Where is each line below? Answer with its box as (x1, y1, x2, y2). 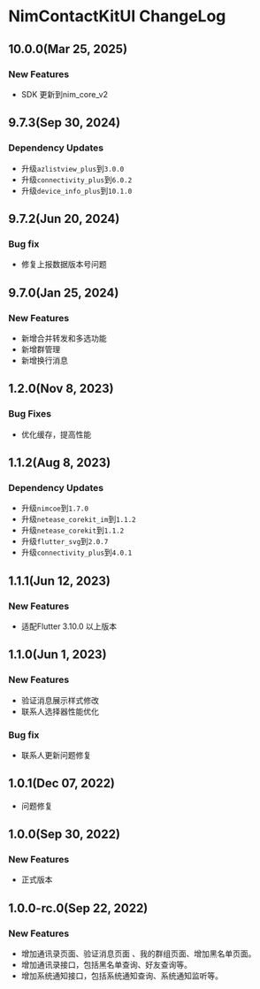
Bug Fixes (8, 408, 52, 420)
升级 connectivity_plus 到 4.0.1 (20, 547, 133, 558)
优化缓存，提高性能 (20, 429, 92, 440)
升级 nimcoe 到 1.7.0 (20, 502, 89, 514)
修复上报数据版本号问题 (20, 259, 107, 270)
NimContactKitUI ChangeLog (8, 6, 226, 27)
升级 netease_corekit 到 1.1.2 (20, 525, 125, 536)
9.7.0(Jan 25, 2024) (8, 285, 119, 300)
